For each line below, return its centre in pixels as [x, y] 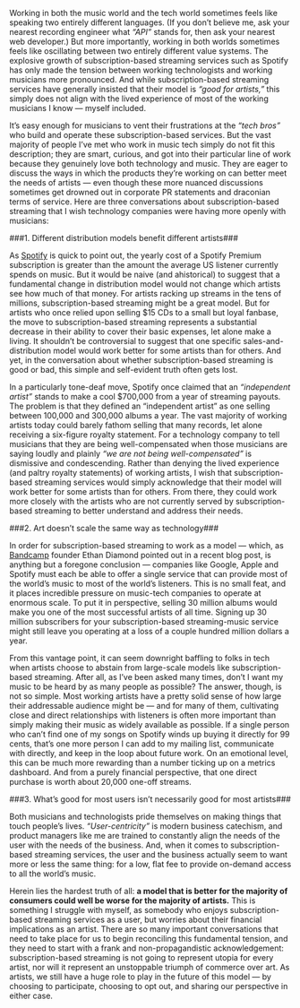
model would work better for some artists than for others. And [167, 350]
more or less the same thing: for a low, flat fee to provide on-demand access [150, 864]
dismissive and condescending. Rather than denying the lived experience [144, 463]
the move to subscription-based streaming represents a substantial [133, 322]
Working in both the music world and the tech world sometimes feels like [143, 13]
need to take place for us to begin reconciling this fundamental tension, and [149, 939]
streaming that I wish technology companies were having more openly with [148, 211]
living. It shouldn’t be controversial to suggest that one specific [125, 341]
